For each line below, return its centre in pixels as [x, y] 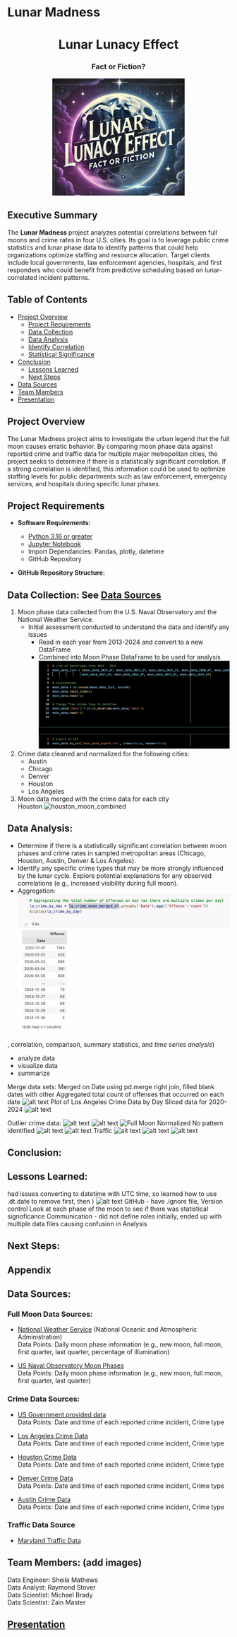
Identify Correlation [56, 346]
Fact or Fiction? [119, 66]
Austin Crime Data [44, 1499]
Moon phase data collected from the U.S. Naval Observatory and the [117, 612]
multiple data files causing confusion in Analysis [77, 1224]
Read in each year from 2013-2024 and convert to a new [121, 642]
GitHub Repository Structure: [61, 573]
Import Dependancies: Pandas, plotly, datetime [96, 551]
